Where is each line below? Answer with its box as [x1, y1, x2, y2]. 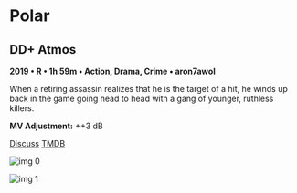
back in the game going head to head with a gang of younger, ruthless [9, 93, 274, 104]
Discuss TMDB [9, 138, 66, 148]
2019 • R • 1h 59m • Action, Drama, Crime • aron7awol [9, 66, 217, 76]
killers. [9, 103, 35, 114]
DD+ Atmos [9, 42, 77, 57]
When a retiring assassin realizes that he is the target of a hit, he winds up [9, 84, 288, 94]
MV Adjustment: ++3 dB [9, 120, 103, 131]
